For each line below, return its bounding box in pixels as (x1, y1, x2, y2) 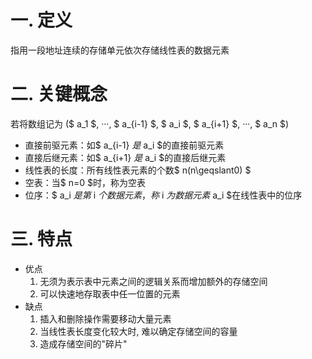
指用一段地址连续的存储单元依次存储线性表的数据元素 (10, 44, 230, 56)
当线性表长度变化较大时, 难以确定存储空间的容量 (39, 325, 238, 337)
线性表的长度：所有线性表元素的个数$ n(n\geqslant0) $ (24, 164, 252, 176)
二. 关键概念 (10, 83, 108, 106)
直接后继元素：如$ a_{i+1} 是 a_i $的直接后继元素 (24, 151, 227, 163)
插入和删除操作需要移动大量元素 (39, 312, 172, 325)
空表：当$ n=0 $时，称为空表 (24, 176, 147, 188)
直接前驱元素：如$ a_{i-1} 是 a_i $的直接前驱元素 (24, 139, 225, 151)
